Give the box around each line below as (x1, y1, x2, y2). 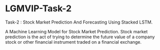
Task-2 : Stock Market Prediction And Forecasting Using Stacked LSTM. (5, 19, 153, 25)
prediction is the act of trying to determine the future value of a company (5, 34, 155, 40)
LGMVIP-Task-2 (5, 3, 72, 14)
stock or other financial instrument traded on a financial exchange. (5, 39, 142, 45)
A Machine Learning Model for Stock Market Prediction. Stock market (5, 28, 148, 34)
